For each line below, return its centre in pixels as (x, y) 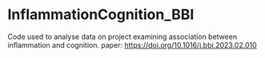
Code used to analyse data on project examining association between (122, 37)
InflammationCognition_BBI (101, 15)
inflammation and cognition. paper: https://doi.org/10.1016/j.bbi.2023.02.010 (132, 44)
